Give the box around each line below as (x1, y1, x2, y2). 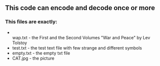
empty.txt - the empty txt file (12, 50, 70, 56)
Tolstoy (12, 40, 27, 46)
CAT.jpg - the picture (12, 55, 55, 61)
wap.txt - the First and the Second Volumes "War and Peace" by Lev (12, 34, 151, 40)
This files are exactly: (5, 18, 58, 25)
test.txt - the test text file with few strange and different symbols (12, 45, 142, 50)
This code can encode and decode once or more (5, 4, 155, 12)
